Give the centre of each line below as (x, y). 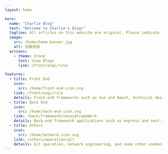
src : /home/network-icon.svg (48, 135)
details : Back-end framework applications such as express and (81, 121)
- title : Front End (30, 79)
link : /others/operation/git (44, 139)
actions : (18, 51)
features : (15, 74)
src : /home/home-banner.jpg (43, 42)
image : (16, 37)
